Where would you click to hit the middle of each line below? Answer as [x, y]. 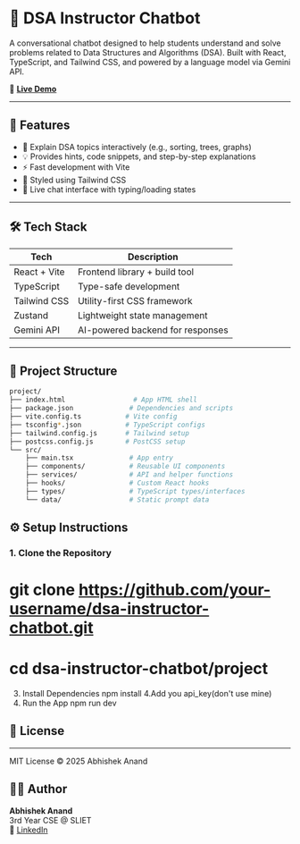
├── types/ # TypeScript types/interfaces [135, 491]
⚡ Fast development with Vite [76, 167]
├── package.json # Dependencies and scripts [121, 409]
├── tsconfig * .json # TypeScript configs [107, 425]
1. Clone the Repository [60, 553]
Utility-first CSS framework [135, 300]
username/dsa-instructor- [109, 609]
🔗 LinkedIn [29, 830]
